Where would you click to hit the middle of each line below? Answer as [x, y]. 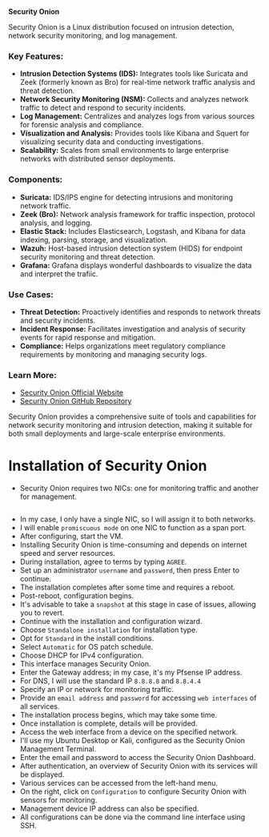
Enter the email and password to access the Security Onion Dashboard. [138, 758]
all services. [40, 706]
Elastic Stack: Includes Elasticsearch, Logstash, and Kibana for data [132, 231]
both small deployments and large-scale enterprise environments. [117, 434]
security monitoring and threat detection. [88, 256]
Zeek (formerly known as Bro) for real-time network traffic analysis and [137, 82]
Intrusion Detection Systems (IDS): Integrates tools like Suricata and [134, 74]
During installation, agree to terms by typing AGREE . [103, 562]
